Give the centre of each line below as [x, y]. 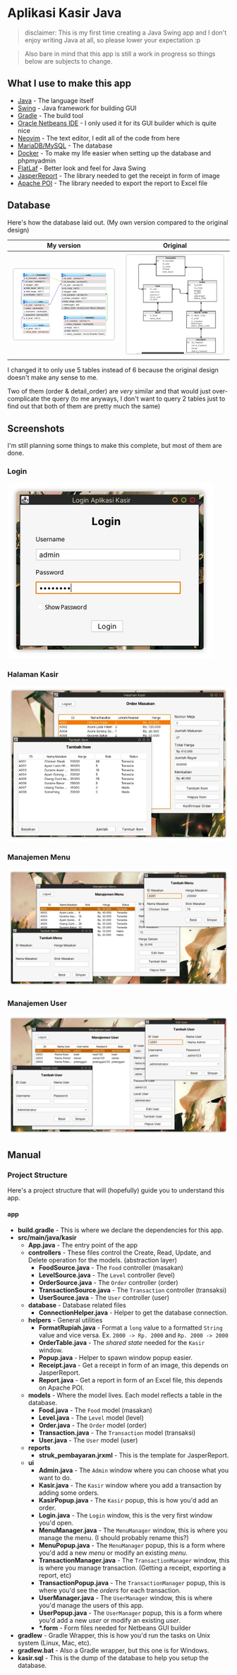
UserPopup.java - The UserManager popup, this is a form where [130, 1613]
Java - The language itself [55, 100]
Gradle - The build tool [50, 115]
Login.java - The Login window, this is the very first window [126, 1515]
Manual [24, 1155]
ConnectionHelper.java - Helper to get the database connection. [133, 1313]
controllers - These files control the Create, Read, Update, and [120, 1253]
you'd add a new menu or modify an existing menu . [113, 1553]
